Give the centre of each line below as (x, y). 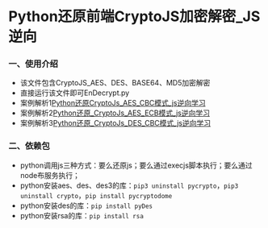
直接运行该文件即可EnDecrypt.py (75, 93)
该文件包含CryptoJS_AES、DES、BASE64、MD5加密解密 (115, 83)
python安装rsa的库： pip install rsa (82, 215)
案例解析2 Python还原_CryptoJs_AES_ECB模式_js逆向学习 (115, 113)
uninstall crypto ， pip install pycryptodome (96, 195)
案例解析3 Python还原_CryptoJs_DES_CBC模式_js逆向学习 (115, 123)
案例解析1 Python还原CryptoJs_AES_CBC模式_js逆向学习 (113, 103)
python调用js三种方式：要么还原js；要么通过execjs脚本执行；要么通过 (136, 165)
